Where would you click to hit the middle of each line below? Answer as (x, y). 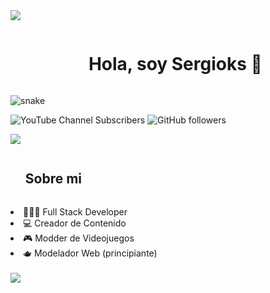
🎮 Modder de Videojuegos (79, 238)
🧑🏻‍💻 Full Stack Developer (75, 211)
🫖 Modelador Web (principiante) (90, 253)
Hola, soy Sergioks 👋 (175, 64)
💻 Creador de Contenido (75, 223)
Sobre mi (53, 179)
